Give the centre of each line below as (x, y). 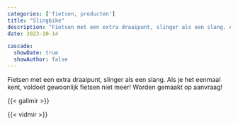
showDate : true (36, 53)
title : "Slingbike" (36, 20)
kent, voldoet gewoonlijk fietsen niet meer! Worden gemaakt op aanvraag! (115, 87)
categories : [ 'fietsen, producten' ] (61, 14)
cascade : (20, 47)
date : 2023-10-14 (33, 34)
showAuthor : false (41, 60)
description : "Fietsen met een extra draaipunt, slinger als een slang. (117, 27)
